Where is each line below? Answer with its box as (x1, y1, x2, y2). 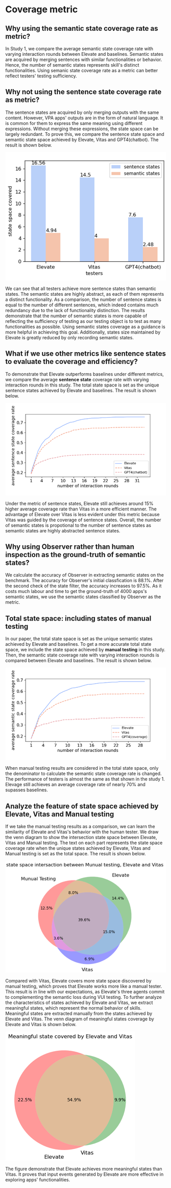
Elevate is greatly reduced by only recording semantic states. (5, 334, 134, 340)
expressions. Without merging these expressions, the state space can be (5, 126, 159, 132)
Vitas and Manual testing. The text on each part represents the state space (5, 839, 163, 846)
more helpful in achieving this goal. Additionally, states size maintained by (5, 329, 161, 335)
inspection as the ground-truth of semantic (5, 550, 146, 559)
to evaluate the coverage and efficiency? (5, 357, 138, 366)
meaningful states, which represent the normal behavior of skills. (5, 1005, 142, 1011)
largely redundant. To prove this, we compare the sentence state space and (5, 131, 164, 137)
